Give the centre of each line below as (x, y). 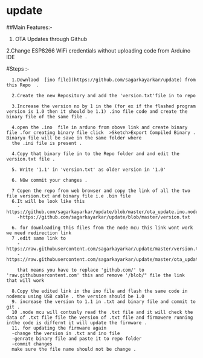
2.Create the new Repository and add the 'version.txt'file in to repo (104, 95)
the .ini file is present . (47, 143)
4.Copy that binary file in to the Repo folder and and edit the (96, 154)
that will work (25, 280)
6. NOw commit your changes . (50, 180)
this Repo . (23, 85)
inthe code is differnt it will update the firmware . (77, 323)
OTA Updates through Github (51, 39)
